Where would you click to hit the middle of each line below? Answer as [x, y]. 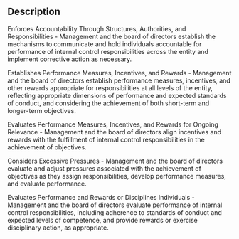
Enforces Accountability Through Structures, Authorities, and [97, 28]
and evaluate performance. [47, 184]
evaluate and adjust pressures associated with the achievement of [104, 168]
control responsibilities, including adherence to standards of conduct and [115, 212]
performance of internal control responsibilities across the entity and [108, 51]
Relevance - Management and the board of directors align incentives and [115, 132]
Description [34, 12]
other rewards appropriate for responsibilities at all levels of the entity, [110, 87]
